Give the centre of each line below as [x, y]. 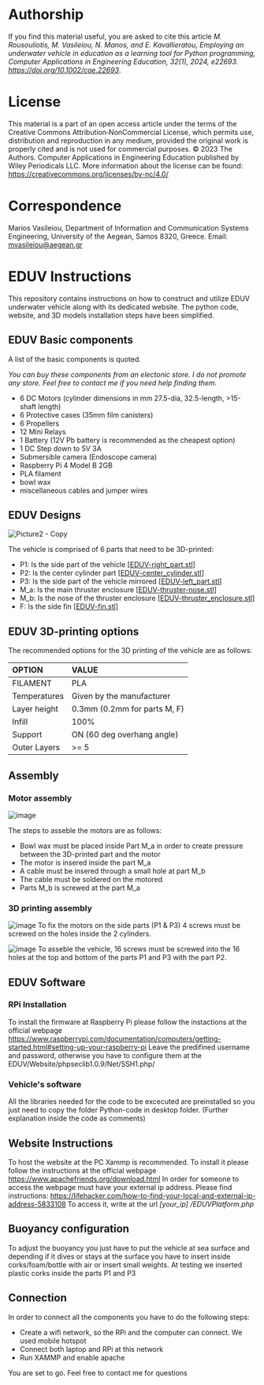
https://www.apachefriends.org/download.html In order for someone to [124, 1179]
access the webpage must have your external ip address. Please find [120, 1187]
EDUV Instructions [70, 276]
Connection [37, 1298]
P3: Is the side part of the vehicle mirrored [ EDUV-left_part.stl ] [121, 581]
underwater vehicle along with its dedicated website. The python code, [123, 306]
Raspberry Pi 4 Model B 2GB [66, 465]
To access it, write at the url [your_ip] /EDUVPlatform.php [161, 1204]
